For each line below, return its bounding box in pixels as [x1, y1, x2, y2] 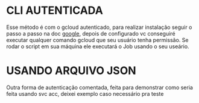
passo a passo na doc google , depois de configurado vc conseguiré [6, 30, 176, 37]
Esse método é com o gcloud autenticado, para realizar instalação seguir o [6, 23, 192, 31]
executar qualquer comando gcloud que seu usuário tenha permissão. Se [6, 36, 189, 43]
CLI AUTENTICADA [6, 4, 104, 17]
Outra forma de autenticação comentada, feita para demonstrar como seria [6, 84, 193, 91]
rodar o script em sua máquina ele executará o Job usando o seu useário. [6, 43, 189, 50]
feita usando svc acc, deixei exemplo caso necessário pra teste [6, 90, 164, 97]
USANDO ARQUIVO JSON [6, 64, 137, 78]
